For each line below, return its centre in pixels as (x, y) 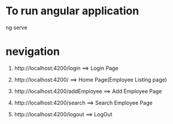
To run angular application (72, 11)
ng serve (16, 27)
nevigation (33, 52)
